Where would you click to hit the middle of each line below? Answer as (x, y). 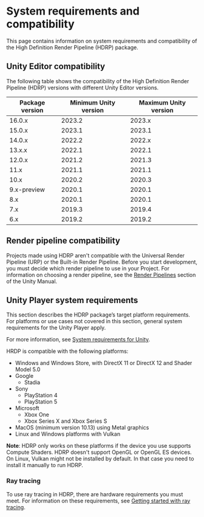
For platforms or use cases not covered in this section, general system (94, 321)
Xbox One (37, 415)
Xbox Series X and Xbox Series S (66, 421)
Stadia (32, 382)
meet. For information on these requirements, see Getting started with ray (98, 501)
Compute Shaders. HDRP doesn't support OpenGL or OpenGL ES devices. (99, 452)
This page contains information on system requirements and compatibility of (102, 41)
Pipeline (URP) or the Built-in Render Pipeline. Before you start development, (102, 262)
